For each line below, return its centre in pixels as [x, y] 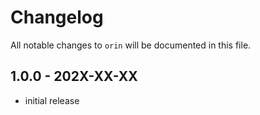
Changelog [57, 17]
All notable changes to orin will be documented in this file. [131, 45]
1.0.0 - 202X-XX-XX [74, 76]
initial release [52, 100]
